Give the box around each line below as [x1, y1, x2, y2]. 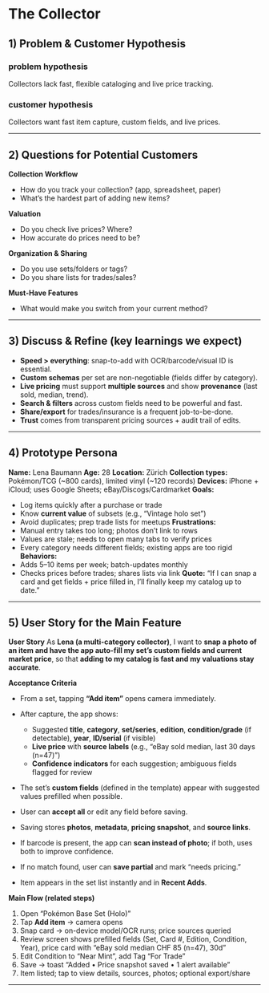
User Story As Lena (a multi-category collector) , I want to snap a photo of [8, 637, 258, 646]
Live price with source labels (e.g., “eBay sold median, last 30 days [31, 742, 256, 752]
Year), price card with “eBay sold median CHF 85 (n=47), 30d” [19, 943, 227, 953]
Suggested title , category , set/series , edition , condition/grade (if [31, 725, 252, 735]
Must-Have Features [8, 288, 78, 298]
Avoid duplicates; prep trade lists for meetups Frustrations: [19, 517, 216, 526]
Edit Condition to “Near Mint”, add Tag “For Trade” [19, 951, 186, 961]
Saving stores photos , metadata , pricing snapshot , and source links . [19, 823, 251, 833]
